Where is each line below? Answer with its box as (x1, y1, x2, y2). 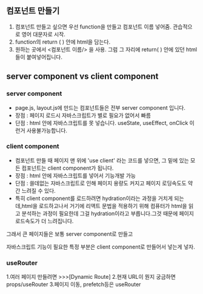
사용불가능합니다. (26, 127, 68, 134)
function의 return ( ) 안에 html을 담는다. (15, 38, 111, 45)
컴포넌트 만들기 (6, 5, 60, 16)
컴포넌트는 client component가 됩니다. (21, 164, 114, 172)
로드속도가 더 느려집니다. (15, 217, 74, 224)
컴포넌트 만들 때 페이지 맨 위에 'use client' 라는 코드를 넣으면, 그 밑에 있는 (15, 156, 189, 164)
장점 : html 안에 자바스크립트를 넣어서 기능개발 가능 (15, 172, 136, 179)
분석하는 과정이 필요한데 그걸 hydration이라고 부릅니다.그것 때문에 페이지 (21, 210, 194, 217)
